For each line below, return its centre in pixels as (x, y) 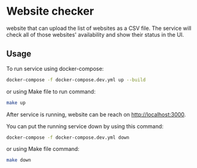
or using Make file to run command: (51, 91)
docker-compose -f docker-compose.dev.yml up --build (76, 80)
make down (19, 160)
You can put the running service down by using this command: (85, 126)
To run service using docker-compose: (55, 68)
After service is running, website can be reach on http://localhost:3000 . (96, 114)
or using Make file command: (43, 149)
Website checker (50, 11)
